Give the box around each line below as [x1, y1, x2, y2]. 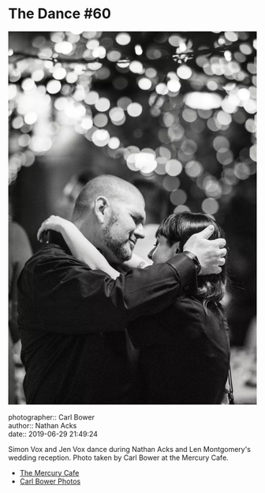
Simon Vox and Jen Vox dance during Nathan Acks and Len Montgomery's [8, 444, 251, 454]
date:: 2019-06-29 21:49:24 [8, 429, 99, 439]
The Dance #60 [8, 5, 112, 23]
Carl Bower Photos [19, 476, 81, 486]
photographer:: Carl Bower [8, 412, 95, 422]
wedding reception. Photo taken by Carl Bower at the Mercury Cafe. [8, 453, 229, 462]
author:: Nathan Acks [8, 420, 77, 430]
